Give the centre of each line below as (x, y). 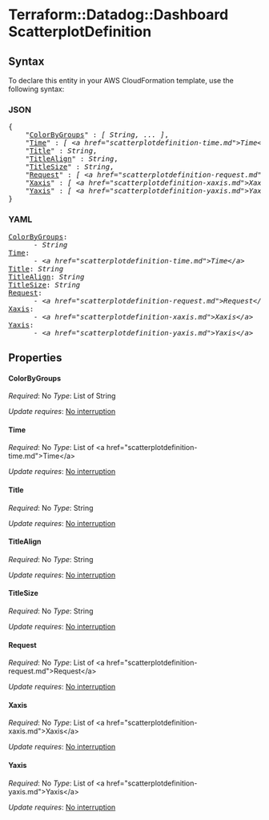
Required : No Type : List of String (62, 396)
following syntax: (36, 89)
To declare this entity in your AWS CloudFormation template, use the (121, 80)
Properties (35, 358)
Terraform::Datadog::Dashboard (118, 15)
